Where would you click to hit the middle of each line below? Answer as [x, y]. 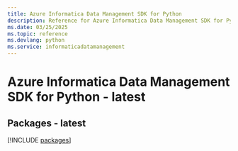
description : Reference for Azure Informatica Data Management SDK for [115, 21]
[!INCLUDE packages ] [39, 140]
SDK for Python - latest [76, 97]
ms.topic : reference [38, 34]
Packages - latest [47, 123]
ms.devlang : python [36, 40]
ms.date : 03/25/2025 [38, 27]
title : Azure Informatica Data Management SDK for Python [95, 14]
